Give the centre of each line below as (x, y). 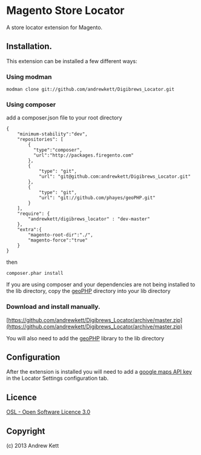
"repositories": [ (40, 140)
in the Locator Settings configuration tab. (58, 378)
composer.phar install (35, 274)
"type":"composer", (58, 150)
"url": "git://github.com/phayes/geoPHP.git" (97, 198)
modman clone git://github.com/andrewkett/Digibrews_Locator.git (90, 89)
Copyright (26, 431)
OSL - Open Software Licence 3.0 (48, 412)
